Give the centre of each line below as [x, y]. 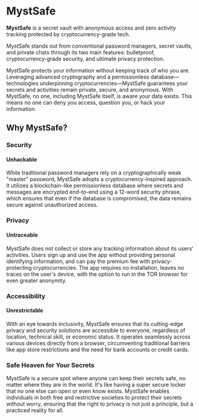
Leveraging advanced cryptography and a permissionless [78, 77]
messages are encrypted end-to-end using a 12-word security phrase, [94, 192]
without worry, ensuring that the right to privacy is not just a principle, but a [100, 404]
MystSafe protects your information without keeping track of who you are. [98, 70]
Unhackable [22, 159]
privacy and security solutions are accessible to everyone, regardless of [96, 330]
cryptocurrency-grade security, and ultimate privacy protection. [85, 59]
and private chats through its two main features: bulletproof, [81, 52]
